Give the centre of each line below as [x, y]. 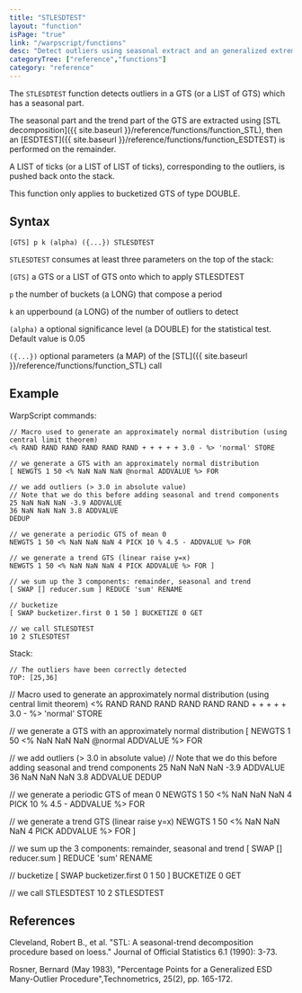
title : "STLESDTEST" [48, 18]
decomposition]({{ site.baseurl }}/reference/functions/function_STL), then [146, 130]
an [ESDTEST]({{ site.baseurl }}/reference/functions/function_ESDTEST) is [147, 139]
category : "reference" [52, 68]
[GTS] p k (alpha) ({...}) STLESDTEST [82, 242]
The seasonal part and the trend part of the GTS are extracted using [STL [145, 120]
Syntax [30, 222]
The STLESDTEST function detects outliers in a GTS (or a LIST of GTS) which [147, 93]
